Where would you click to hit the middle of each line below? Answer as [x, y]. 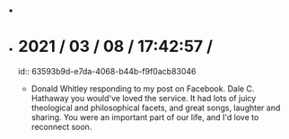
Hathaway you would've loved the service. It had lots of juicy [144, 98]
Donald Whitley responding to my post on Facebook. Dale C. [143, 88]
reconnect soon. [61, 126]
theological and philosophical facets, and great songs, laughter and [156, 108]
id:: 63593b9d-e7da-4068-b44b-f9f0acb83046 [107, 71]
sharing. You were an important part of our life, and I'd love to [145, 117]
